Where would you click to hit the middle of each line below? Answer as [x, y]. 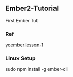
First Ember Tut [22, 20]
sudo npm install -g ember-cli [36, 69]
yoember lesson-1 [24, 45]
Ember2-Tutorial [32, 8]
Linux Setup [21, 58]
